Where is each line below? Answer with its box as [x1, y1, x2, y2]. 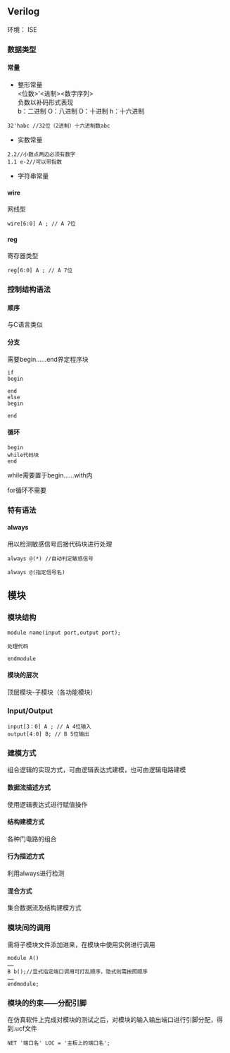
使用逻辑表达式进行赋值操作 [7, 800, 88, 808]
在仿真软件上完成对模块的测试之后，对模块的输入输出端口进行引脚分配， [7, 1015, 217, 1023]
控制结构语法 [7, 285, 51, 295]
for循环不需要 [7, 486, 47, 494]
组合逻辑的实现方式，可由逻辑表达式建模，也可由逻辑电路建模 [7, 765, 186, 774]
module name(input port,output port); [7, 629, 121, 636]
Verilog [7, 6, 40, 18]
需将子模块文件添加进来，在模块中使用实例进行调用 [7, 940, 155, 949]
